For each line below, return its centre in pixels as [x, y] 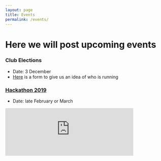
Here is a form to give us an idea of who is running [65, 77]
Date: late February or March [43, 101]
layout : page [19, 10]
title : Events [20, 15]
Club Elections [24, 60]
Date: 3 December [32, 71]
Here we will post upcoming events [81, 44]
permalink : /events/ [27, 19]
